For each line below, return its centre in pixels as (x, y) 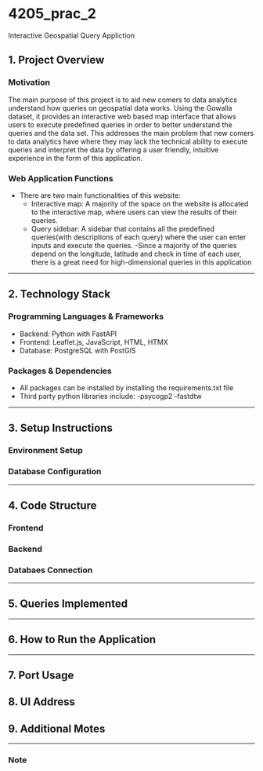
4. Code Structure (52, 505)
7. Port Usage (41, 676)
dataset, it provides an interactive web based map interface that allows (122, 116)
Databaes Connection (50, 570)
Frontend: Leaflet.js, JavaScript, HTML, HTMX (94, 342)
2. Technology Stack (59, 294)
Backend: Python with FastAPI (68, 334)
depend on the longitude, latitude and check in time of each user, (136, 254)
